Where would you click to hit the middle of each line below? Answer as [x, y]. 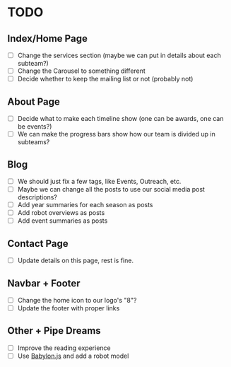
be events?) [35, 127]
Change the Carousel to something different [82, 71]
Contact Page [38, 244]
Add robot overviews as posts [61, 213]
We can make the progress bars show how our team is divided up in [116, 134]
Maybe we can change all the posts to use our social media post [111, 189]
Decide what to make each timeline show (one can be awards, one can [120, 118]
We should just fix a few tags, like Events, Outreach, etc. [99, 181]
